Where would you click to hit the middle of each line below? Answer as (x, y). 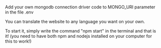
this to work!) (18, 41)
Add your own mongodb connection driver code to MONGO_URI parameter (80, 7)
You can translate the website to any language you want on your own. (75, 22)
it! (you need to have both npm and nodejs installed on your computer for (79, 36)
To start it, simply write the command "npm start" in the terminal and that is (80, 31)
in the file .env (19, 12)
